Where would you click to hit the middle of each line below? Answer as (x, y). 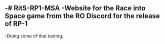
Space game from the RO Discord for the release (82, 16)
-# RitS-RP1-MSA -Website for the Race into (75, 8)
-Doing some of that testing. (34, 36)
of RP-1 (16, 24)
